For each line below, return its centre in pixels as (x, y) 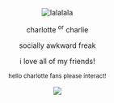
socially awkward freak (57, 45)
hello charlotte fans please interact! (57, 76)
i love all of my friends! (57, 61)
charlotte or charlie (57, 29)
